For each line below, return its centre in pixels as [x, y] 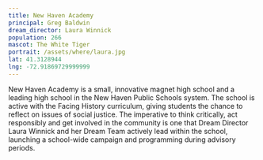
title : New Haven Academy [51, 15]
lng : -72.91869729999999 [49, 67]
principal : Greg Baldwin [49, 23]
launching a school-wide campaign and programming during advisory [122, 140]
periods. [22, 147]
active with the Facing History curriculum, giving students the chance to [126, 106]
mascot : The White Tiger [49, 45]
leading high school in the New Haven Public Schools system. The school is [131, 97]
